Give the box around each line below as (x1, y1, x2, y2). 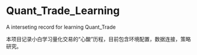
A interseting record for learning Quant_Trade (6, 23, 116, 30)
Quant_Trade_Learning (6, 4, 120, 18)
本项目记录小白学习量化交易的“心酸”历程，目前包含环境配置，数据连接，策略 (6, 35, 191, 42)
